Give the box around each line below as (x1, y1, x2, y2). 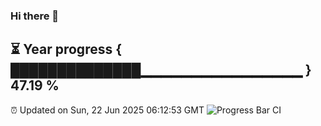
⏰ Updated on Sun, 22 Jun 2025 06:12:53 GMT (10, 104, 205, 116)
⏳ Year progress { (10, 41, 123, 58)
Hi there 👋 (10, 9, 60, 23)
